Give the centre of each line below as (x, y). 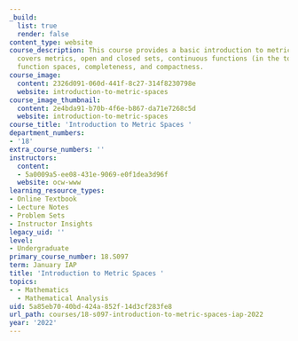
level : (21, 241)
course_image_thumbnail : (55, 100)
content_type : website (51, 42)
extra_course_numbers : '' (57, 149)
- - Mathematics (39, 289)
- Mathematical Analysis (63, 298)
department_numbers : (47, 133)
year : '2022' (33, 323)
